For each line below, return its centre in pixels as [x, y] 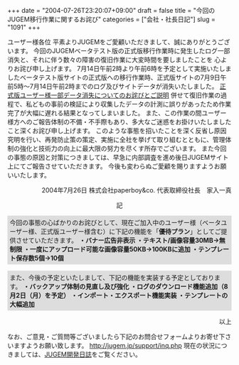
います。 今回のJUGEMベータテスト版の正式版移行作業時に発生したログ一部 [119, 51]
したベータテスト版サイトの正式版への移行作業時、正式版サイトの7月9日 [114, 77]
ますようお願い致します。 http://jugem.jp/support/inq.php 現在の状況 [114, 345]
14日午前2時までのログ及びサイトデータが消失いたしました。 [129, 86]
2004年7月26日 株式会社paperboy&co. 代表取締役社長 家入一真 [137, 190]
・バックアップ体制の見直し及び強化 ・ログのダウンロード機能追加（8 [126, 287]
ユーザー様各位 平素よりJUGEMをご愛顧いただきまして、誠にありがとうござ [119, 42]
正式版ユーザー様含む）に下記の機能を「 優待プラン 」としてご [131, 231]
